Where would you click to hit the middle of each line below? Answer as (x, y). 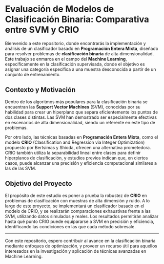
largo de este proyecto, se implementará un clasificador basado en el (75, 206)
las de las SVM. (21, 168)
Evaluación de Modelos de (60, 9)
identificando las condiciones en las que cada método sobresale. (70, 226)
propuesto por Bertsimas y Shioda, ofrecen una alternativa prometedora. (78, 147)
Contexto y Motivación (40, 90)
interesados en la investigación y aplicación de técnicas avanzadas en (76, 251)
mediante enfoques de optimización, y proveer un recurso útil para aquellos (81, 246)
